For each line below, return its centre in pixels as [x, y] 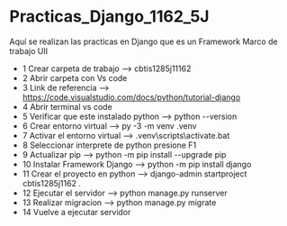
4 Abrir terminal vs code [67, 106]
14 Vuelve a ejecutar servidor [76, 212]
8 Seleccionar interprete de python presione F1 [109, 145]
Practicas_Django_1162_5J [109, 17]
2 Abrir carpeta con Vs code [75, 77]
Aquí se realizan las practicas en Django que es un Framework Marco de [144, 41]
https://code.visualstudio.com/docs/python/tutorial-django [131, 97]
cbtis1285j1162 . [51, 183]
